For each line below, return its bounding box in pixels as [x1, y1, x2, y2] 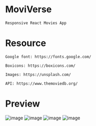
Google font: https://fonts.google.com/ [5, 54, 92, 59]
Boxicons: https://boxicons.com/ [5, 63, 76, 68]
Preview [5, 98, 40, 110]
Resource [5, 37, 46, 49]
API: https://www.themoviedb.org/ [5, 81, 78, 86]
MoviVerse [5, 4, 52, 15]
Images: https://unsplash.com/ [5, 72, 71, 77]
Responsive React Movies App [5, 20, 67, 26]
